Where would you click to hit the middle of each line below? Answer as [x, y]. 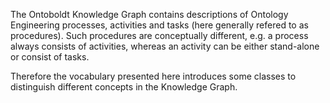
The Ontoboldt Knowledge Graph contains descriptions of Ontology [149, 14]
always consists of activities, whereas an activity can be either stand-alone [165, 46]
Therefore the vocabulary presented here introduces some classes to [153, 76]
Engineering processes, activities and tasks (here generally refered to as [159, 25]
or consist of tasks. [50, 57]
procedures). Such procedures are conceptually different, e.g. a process [159, 35]
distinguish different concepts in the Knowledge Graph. [124, 87]
